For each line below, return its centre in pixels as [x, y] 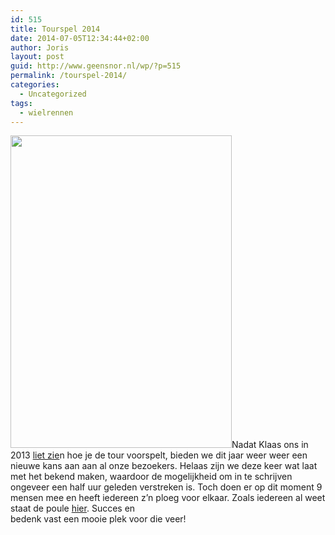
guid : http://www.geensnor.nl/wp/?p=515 [96, 66]
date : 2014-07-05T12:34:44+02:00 [80, 38]
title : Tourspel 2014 [55, 29]
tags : [21, 103]
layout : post [37, 57]
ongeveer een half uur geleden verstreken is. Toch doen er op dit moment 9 [166, 487]
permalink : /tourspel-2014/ [69, 76]
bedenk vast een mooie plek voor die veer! [98, 519]
